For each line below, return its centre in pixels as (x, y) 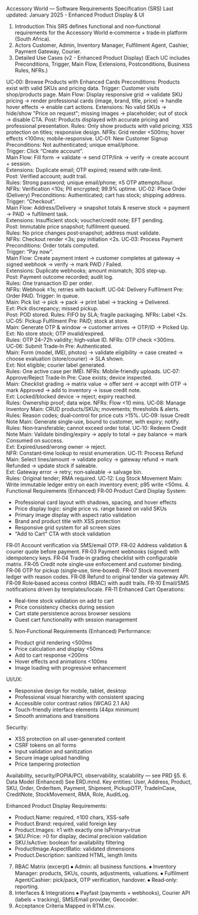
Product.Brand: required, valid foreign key (66, 823)
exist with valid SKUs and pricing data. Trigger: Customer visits (83, 88)
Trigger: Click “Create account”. (45, 151)
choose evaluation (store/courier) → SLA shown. (65, 359)
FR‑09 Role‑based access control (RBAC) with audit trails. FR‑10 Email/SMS (98, 583)
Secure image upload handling (52, 758)
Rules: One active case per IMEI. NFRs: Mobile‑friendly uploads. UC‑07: (93, 371)
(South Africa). (33, 39)
